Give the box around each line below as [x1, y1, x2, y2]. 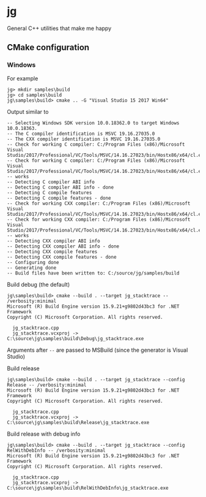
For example [7, 75, 39, 82]
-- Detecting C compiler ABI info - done [7, 184, 114, 191]
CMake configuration [7, 42, 90, 53]
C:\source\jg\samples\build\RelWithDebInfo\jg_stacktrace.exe [7, 485, 169, 491]
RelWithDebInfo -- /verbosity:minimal [7, 447, 106, 453]
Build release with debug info [7, 430, 81, 438]
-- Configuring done [7, 259, 60, 265]
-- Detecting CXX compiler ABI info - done [7, 243, 120, 249]
